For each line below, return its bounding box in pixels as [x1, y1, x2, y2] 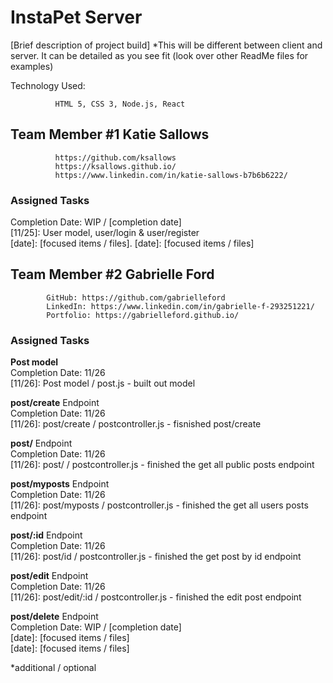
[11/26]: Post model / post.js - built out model [10, 377, 196, 390]
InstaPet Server [10, 6, 143, 29]
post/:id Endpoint [10, 529, 83, 541]
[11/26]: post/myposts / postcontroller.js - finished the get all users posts [10, 499, 309, 511]
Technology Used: [10, 79, 86, 91]
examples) [10, 60, 54, 72]
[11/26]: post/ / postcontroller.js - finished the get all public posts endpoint [10, 459, 315, 471]
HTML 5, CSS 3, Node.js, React [54, 99, 186, 109]
